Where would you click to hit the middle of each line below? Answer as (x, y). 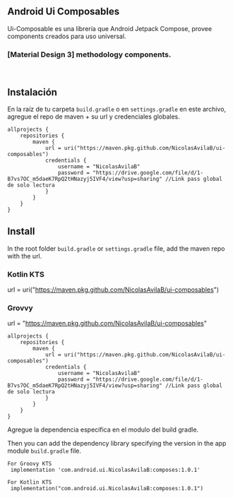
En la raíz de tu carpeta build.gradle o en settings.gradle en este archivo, (117, 109)
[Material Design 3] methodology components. (89, 54)
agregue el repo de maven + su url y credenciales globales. (94, 117)
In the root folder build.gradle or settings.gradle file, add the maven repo (116, 248)
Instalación (32, 92)
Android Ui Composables (64, 12)
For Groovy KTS (30, 464)
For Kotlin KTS (30, 482)
